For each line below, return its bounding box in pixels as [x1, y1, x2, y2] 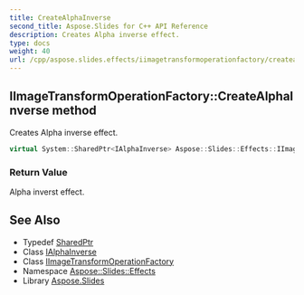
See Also [9, 213, 61, 228]
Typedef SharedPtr [22, 236, 94, 247]
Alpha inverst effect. [9, 186, 85, 197]
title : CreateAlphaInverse [9, 13, 111, 23]
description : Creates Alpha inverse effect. [9, 30, 180, 39]
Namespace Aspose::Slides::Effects [22, 265, 157, 276]
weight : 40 [9, 47, 51, 56]
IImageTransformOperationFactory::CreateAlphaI [9, 89, 294, 104]
